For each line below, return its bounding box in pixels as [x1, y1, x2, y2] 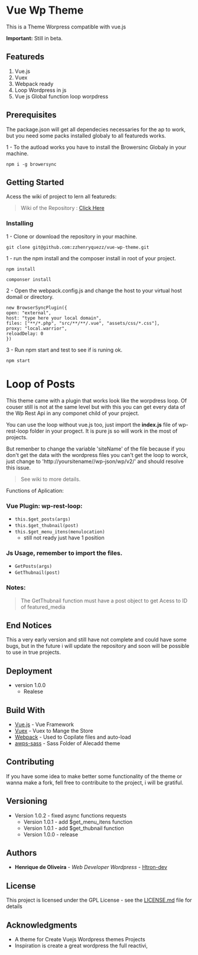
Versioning [6, 796, 47, 806]
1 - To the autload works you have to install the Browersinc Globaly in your [6, 143, 187, 151]
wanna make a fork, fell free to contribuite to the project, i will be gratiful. [6, 779, 184, 786]
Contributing [6, 757, 54, 767]
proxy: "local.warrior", [6, 325, 67, 331]
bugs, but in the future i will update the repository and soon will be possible [6, 643, 190, 650]
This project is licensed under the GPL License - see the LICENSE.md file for [6, 896, 192, 904]
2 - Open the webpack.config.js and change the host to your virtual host [6, 287, 182, 294]
